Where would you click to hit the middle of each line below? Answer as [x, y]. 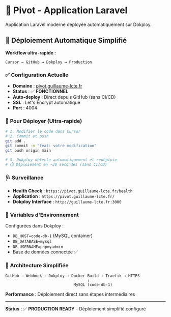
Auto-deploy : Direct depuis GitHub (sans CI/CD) [64, 97]
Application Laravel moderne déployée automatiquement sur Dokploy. [78, 24]
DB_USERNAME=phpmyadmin [38, 247]
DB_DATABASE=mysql [32, 242]
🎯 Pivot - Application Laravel [66, 10]
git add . [16, 141]
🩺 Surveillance [24, 178]
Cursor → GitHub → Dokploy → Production [49, 62]
